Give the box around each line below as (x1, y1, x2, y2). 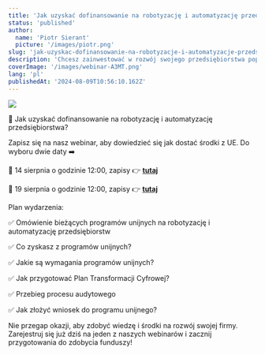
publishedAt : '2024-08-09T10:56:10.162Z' (8, 77, 147, 85)
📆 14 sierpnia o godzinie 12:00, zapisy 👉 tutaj (8, 165, 159, 174)
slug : (8, 48, 26, 56)
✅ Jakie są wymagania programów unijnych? (8, 257, 155, 267)
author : (8, 26, 34, 34)
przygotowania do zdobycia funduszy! (8, 337, 132, 347)
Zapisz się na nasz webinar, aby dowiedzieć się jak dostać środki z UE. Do (8, 137, 250, 147)
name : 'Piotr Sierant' (15, 33, 90, 42)
